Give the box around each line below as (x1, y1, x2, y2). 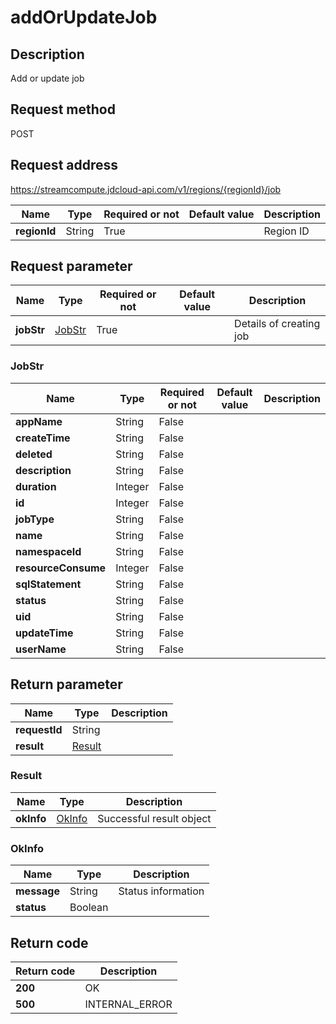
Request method (10, 101, 116, 118)
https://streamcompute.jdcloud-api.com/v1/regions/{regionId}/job (10, 183, 282, 195)
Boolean (69, 901, 109, 915)
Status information (118, 884, 205, 898)
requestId (15, 722, 63, 736)
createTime (15, 431, 71, 445)
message (15, 884, 60, 898)
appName (15, 414, 63, 428)
